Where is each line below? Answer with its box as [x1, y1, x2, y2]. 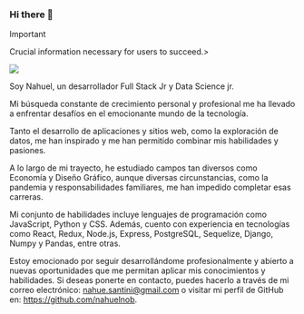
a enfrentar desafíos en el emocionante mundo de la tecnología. [9, 108, 249, 119]
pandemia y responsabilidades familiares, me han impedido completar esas [9, 182, 292, 193]
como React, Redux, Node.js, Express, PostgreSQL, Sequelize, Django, [9, 229, 274, 240]
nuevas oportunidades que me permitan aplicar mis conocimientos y [9, 265, 266, 276]
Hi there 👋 [9, 8, 54, 21]
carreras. [9, 191, 44, 202]
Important [9, 29, 46, 40]
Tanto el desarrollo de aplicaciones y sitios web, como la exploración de [9, 126, 279, 137]
